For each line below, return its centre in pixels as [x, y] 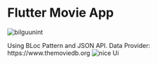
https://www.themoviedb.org [49, 53]
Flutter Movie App [61, 13]
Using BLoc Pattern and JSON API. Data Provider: [79, 45]
